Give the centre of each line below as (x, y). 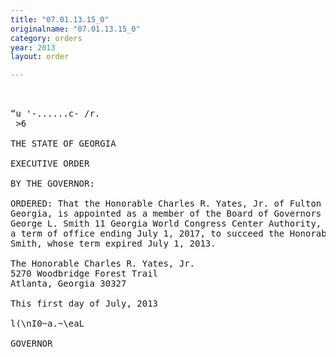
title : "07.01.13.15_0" (60, 19)
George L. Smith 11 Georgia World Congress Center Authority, (166, 224)
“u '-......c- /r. (55, 114)
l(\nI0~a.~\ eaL (47, 324)
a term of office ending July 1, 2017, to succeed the (147, 234)
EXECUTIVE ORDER (50, 164)
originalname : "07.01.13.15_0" (75, 29)
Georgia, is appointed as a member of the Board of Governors (166, 214)
